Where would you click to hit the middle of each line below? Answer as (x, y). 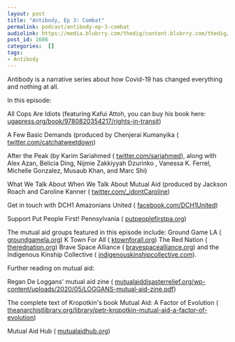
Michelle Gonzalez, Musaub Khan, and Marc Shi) (77, 170)
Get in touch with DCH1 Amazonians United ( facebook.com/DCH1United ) (113, 205)
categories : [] (31, 46)
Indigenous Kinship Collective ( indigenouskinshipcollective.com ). (102, 254)
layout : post (26, 14)
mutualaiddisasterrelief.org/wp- (160, 281)
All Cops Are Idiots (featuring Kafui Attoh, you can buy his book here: (107, 113)
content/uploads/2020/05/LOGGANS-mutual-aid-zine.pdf (91, 289)
